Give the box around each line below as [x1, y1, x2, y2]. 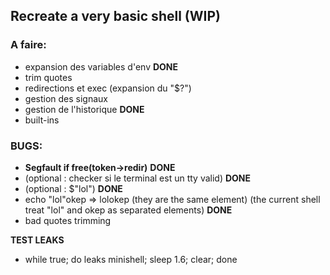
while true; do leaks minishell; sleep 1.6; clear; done [24, 253, 238, 265]
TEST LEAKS [10, 234, 65, 246]
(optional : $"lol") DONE [24, 182, 123, 194]
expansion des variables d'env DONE [24, 60, 179, 73]
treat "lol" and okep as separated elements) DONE [24, 204, 233, 216]
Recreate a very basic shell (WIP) [10, 8, 221, 25]
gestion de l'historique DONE [24, 103, 145, 115]
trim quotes [24, 71, 73, 83]
